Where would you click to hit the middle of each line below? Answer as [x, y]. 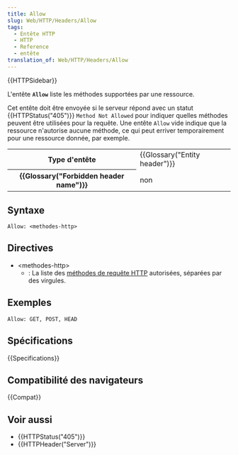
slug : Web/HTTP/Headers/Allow [52, 21]
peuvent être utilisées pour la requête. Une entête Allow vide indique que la [117, 123]
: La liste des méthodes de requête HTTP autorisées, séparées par [125, 273]
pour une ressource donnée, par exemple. [69, 138]
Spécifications [40, 341]
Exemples [29, 303]
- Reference [32, 47]
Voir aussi [30, 420]
